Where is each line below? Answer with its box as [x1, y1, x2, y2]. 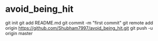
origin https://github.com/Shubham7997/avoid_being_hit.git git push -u [5, 25, 153, 31]
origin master [5, 30, 33, 36]
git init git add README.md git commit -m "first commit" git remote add [5, 20, 153, 26]
